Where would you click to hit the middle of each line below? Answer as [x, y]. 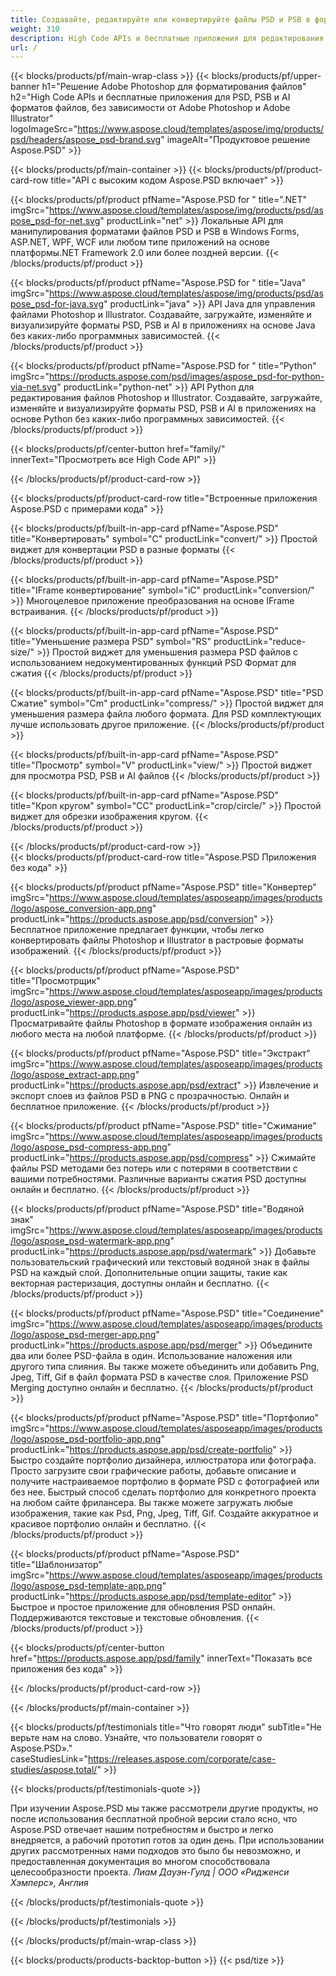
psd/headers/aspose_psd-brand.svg [86, 140]
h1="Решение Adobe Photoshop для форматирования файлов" [174, 87]
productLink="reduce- [260, 642]
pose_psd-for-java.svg [57, 304]
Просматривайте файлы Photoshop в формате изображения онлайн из [161, 1023]
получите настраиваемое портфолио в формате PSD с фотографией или [165, 1482]
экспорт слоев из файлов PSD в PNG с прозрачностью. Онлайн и [150, 1096]
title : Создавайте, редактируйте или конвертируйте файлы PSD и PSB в [160, 19]
